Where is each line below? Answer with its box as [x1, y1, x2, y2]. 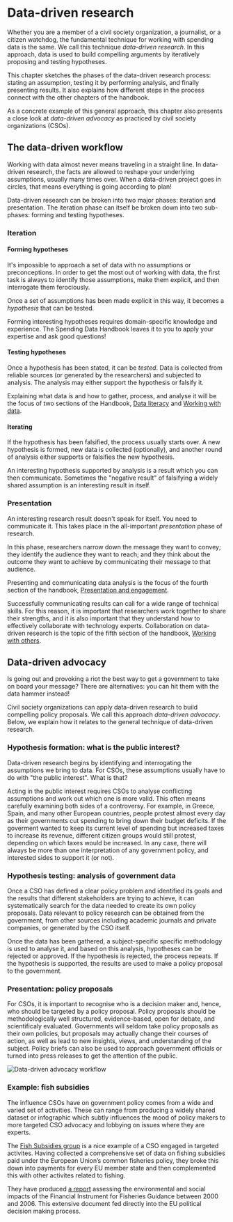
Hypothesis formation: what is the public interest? [7, 743, 181, 753]
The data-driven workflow [7, 141, 124, 154]
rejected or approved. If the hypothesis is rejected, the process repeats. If [7, 952, 218, 960]
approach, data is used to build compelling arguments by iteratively [7, 50, 200, 58]
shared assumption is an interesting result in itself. [7, 481, 151, 489]
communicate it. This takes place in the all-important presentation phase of [7, 522, 223, 530]
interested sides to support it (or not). [7, 853, 115, 861]
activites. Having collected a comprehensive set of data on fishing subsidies [7, 1149, 226, 1157]
